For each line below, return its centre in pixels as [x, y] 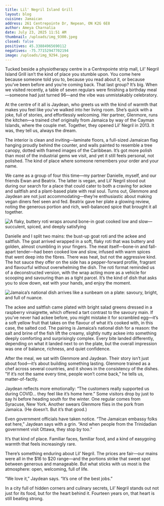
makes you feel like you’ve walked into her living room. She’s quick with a [79, 110]
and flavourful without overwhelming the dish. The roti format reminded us [80, 267]
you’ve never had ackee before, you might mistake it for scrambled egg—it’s [82, 318]
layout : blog [18, 14]
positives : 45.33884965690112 [36, 46]
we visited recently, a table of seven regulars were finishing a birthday [76, 90]
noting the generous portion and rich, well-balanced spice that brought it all [81, 207]
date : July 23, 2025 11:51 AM [36, 32]
